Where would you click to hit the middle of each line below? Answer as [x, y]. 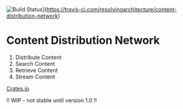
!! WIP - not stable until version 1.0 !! [52, 100]
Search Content [35, 63]
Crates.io [18, 88]
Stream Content [35, 77]
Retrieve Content [36, 70]
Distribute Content [38, 57]
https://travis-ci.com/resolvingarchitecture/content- [112, 9]
